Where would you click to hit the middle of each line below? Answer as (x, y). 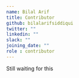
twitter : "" (21, 29)
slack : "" (19, 40)
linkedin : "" (22, 34)
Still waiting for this (30, 68)
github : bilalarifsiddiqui (40, 23)
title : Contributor (31, 18)
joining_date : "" (28, 46)
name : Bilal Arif (28, 12)
